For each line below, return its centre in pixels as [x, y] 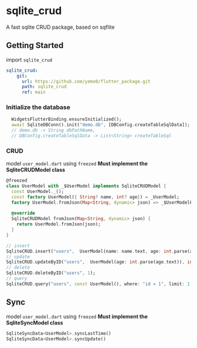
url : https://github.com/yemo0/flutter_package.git [86, 81]
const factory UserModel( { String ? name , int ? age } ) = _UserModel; [96, 197]
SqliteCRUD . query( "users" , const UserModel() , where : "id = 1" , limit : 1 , [99, 284]
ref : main [33, 92]
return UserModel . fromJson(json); [59, 224]
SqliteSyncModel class [35, 322]
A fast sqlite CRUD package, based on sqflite [60, 27]
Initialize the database [38, 107]
